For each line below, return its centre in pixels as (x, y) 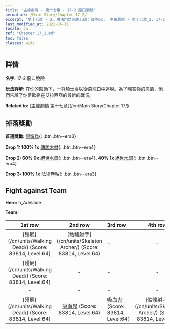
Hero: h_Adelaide (23, 203)
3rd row (117, 225)
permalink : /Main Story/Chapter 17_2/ (46, 15)
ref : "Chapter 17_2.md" (30, 33)
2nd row (79, 225)
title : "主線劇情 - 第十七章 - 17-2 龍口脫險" (51, 10)
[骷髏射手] (79, 235)
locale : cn (17, 29)
